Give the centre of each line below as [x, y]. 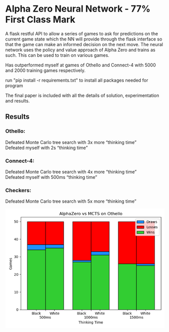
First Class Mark [40, 20]
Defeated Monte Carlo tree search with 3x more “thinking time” [71, 142]
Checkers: [18, 190]
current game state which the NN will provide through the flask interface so [84, 39]
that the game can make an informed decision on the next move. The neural [84, 44]
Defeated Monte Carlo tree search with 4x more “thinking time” [71, 172]
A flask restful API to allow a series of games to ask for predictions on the [82, 33]
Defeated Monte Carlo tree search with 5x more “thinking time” [71, 201]
